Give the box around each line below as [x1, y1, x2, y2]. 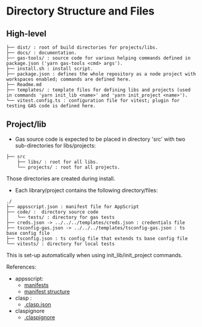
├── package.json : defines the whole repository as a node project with [6, 71, 197, 77]
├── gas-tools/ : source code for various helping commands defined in [6, 55, 191, 61]
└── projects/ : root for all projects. [17, 164, 120, 170]
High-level [6, 29, 47, 39]
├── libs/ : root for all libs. [17, 159, 99, 165]
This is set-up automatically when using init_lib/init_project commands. [6, 251, 183, 258]
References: [6, 263, 36, 271]
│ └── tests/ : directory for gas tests [6, 214, 115, 220]
